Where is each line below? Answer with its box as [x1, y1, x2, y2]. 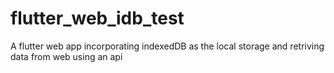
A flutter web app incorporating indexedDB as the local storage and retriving [10, 40, 325, 52]
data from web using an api [10, 50, 123, 62]
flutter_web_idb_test [10, 7, 185, 30]
